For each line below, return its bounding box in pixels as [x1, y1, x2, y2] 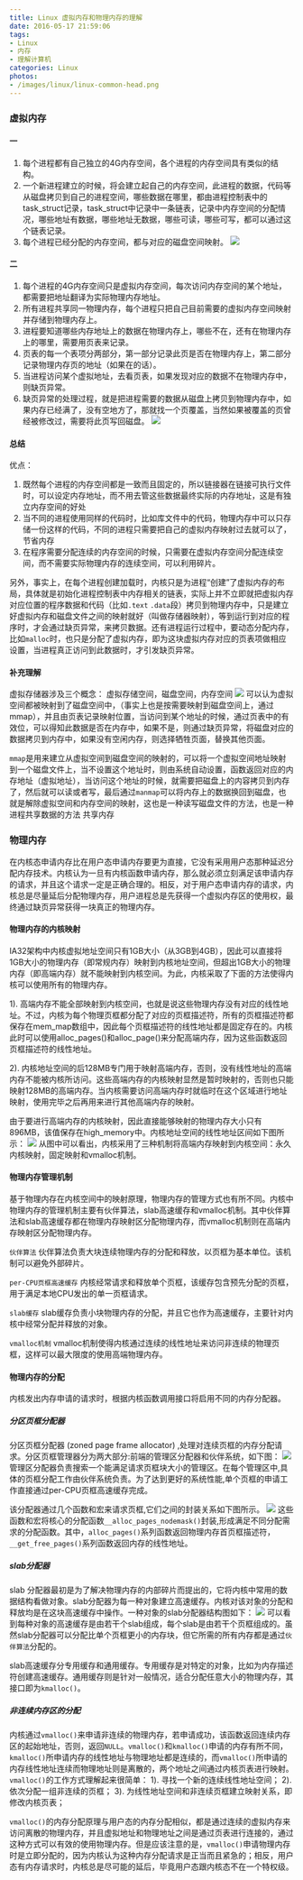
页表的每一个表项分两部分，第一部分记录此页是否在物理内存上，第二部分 [22, 348, 291, 359]
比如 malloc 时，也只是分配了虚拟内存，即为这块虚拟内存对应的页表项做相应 [9, 633, 287, 645]
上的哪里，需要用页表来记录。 [22, 336, 133, 347]
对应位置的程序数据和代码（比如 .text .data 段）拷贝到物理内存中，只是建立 [9, 600, 289, 610]
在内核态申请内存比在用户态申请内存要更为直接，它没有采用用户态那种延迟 [9, 856, 286, 867]
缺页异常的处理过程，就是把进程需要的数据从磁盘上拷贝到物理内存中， [22, 393, 284, 404]
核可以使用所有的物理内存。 [9, 979, 113, 990]
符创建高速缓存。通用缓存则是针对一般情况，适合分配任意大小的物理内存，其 [9, 1672, 294, 1683]
